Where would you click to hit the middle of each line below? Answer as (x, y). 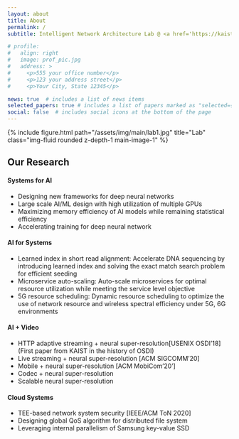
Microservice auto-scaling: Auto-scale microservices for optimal (112, 281)
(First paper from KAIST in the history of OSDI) (86, 351)
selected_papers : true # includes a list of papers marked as (101, 106)
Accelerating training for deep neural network (84, 226)
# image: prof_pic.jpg (44, 60)
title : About (27, 21)
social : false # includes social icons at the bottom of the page (110, 112)
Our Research (38, 162)
